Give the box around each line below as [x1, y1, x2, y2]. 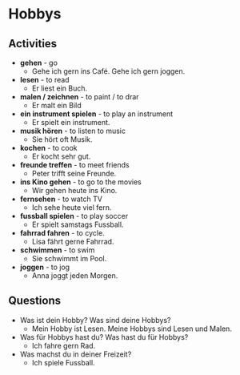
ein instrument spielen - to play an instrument [19, 109, 174, 119]
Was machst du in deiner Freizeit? [19, 349, 132, 359]
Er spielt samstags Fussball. [31, 220, 124, 229]
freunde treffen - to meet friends [19, 160, 130, 169]
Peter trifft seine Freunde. [31, 169, 117, 178]
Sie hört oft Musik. [31, 135, 93, 144]
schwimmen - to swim [19, 245, 95, 255]
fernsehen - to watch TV [19, 194, 102, 204]
